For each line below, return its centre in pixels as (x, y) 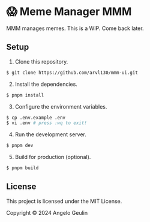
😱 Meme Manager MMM (69, 12)
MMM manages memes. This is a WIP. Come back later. (75, 28)
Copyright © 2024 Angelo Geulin (47, 212)
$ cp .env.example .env (36, 118)
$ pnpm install (25, 95)
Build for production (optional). (53, 157)
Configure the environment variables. (61, 106)
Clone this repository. (41, 61)
